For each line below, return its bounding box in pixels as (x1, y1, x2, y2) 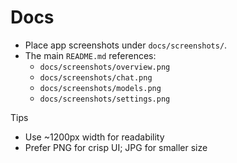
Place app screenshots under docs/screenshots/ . (24, 39, 228, 51)
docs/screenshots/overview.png (39, 62, 171, 72)
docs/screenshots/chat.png (39, 72, 153, 83)
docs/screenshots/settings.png (39, 94, 171, 104)
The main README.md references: (24, 49, 157, 61)
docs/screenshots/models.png (39, 83, 162, 93)
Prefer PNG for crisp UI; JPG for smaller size (24, 141, 208, 153)
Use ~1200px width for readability (24, 131, 165, 143)
